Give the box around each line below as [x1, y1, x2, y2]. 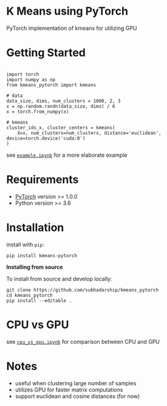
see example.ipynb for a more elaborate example [6, 151, 128, 158]
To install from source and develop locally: [6, 275, 112, 282]
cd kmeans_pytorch [6, 292, 53, 298]
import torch [6, 71, 39, 77]
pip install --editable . [6, 297, 72, 304]
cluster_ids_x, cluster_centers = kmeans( [6, 124, 115, 130]
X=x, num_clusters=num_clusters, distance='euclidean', [17, 130, 162, 136]
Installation [6, 221, 64, 234]
